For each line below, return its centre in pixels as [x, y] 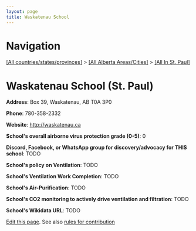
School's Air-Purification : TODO [46, 188]
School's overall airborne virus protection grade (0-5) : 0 [76, 136]
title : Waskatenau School [38, 17]
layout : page [22, 11]
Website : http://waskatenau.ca [43, 125]
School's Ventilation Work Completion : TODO [62, 176]
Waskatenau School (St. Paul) [80, 86]
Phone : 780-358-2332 [33, 113]
